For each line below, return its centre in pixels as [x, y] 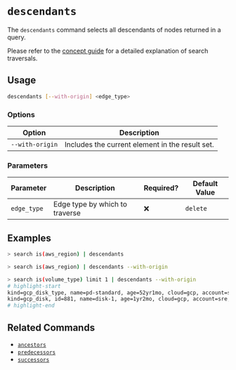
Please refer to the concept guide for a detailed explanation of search [108, 51]
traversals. [22, 58]
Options [21, 114]
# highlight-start [34, 286]
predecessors [37, 352]
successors [33, 359]
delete [196, 209]
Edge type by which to [90, 204]
